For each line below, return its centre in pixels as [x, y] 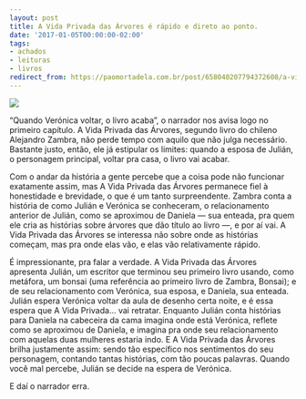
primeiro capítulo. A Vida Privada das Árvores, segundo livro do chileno [143, 129]
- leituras [30, 60]
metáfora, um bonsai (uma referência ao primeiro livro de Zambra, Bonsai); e [153, 281]
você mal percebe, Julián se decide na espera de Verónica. [121, 368]
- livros [26, 69]
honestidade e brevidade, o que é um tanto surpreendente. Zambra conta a [151, 196]
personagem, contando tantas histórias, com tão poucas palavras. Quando [149, 358]
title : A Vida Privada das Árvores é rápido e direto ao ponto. [134, 26]
